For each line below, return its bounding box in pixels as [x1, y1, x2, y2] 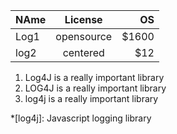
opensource [55, 30, 113, 43]
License [64, 13, 103, 26]
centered [62, 46, 105, 59]
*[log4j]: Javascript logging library [10, 112, 152, 124]
